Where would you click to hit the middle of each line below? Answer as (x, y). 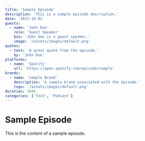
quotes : (13, 46)
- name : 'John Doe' (29, 28)
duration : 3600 (21, 91)
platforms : (16, 60)
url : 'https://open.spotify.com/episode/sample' (64, 69)
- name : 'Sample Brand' (33, 78)
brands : (13, 73)
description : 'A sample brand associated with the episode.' (77, 82)
